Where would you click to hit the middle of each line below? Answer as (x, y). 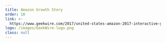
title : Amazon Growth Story (34, 10)
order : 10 (15, 14)
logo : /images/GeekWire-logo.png (40, 28)
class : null (17, 33)
